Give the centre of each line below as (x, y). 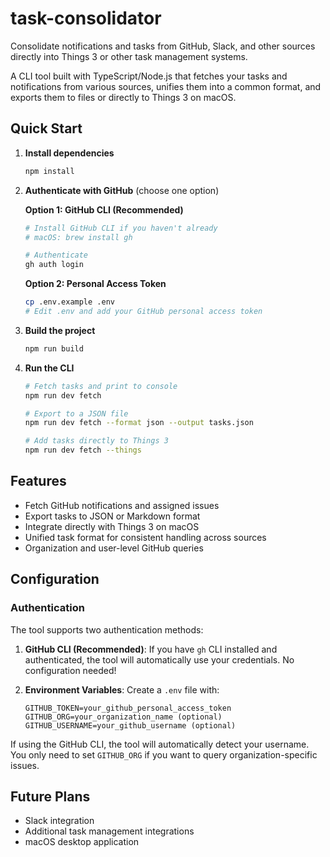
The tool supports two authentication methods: (107, 629)
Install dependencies (69, 153)
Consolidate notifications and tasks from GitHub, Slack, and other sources (163, 46)
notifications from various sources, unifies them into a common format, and (166, 86)
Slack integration (59, 821)
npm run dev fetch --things (83, 450)
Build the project (60, 330)
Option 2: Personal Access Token (95, 284)
